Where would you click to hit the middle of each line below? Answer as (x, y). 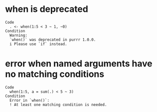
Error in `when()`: (30, 100)
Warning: (19, 35)
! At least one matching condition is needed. (58, 105)
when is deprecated (47, 9)
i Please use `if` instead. (39, 44)
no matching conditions (55, 74)
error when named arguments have (79, 64)
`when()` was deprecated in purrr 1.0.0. (53, 40)
